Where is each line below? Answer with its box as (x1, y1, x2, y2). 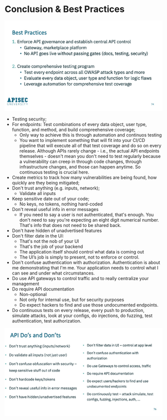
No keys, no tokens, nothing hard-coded (19, 201, 103, 207)
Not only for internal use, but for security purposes (19, 296, 124, 302)
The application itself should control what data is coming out (19, 248, 144, 254)
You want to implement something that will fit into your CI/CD (19, 137, 145, 143)
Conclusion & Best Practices (4, 3, 125, 15)
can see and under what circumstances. (11, 270, 95, 276)
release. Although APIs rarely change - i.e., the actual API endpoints (19, 147, 159, 153)
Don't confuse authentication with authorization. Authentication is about (11, 259, 160, 265)
